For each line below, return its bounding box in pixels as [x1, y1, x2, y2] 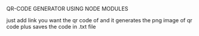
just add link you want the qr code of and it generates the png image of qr [6, 17, 193, 23]
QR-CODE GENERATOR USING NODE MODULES [6, 5, 129, 12]
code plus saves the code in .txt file [6, 23, 96, 30]
